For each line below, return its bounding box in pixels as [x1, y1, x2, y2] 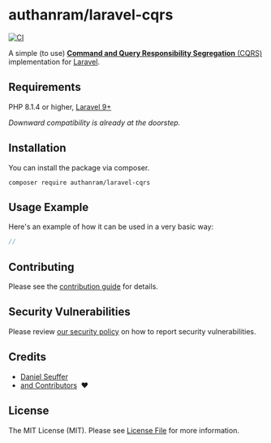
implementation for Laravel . [8, 57, 100, 67]
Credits [8, 351, 47, 364]
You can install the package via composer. [8, 162, 150, 172]
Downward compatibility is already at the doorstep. [8, 118, 181, 127]
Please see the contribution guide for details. [8, 282, 158, 291]
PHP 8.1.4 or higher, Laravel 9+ [8, 101, 112, 111]
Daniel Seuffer [19, 372, 69, 381]
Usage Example [8, 200, 89, 214]
